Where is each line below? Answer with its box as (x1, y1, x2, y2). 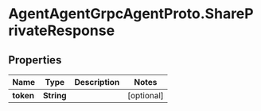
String (42, 90, 67, 101)
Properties (8, 53, 62, 67)
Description (74, 77, 120, 87)
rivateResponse (8, 21, 115, 40)
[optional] (127, 90, 165, 101)
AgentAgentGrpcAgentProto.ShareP (8, 5, 254, 23)
